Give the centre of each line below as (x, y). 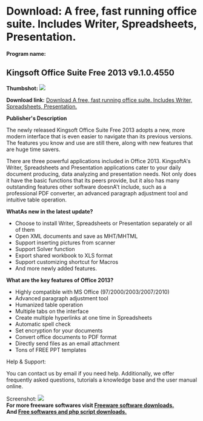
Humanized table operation (49, 305)
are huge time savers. (33, 149)
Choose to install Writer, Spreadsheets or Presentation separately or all (103, 223)
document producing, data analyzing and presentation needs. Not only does (101, 173)
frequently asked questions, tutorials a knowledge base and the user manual (102, 380)
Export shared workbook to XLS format (64, 255)
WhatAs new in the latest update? (50, 211)
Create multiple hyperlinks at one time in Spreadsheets (84, 317)
